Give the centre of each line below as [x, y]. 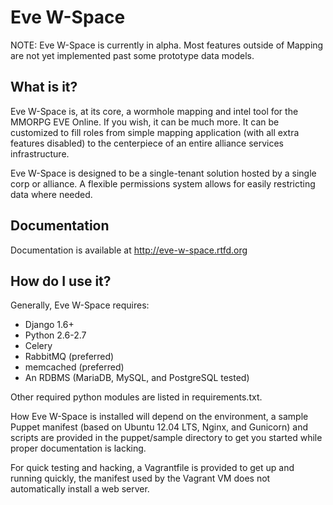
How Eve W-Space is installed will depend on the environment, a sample [159, 417]
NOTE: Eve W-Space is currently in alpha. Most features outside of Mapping [167, 45]
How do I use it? [61, 281]
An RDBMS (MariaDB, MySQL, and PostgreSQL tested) [137, 378]
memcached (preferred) [74, 367]
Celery [38, 346]
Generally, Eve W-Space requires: [80, 305]
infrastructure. [40, 153]
